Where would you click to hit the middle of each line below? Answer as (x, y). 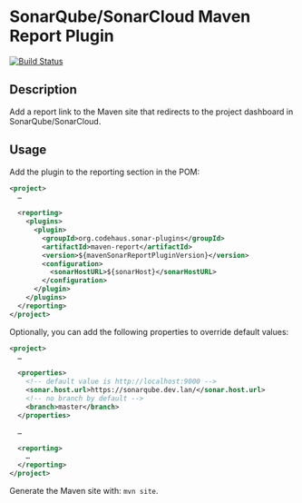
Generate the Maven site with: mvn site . (84, 491)
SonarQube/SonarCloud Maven (130, 17)
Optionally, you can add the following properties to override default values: (149, 331)
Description (43, 89)
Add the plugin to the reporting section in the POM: (105, 172)
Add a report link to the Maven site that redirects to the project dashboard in (151, 112)
